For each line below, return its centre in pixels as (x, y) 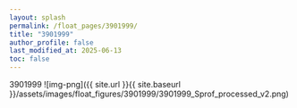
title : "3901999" (42, 34)
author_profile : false (51, 42)
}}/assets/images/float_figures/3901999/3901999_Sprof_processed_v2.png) (149, 94)
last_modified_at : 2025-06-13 (66, 51)
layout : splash (38, 17)
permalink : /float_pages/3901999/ (74, 26)
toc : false (30, 59)
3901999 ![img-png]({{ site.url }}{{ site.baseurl (95, 84)
